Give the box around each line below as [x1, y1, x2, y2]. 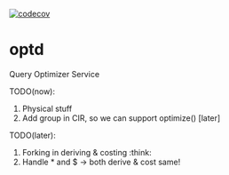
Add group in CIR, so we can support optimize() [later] [21, 112, 221, 123]
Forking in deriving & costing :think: [21, 147, 153, 157]
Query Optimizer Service [9, 68, 100, 79]
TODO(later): [9, 130, 56, 140]
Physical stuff [21, 103, 73, 114]
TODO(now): [9, 85, 56, 97]
